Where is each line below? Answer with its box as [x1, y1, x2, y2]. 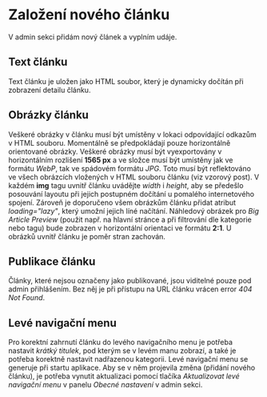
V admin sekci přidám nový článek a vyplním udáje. [8, 32, 177, 42]
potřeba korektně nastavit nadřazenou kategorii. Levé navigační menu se [8, 355, 249, 364]
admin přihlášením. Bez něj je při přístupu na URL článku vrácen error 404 [8, 284, 253, 294]
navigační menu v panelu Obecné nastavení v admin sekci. [8, 380, 203, 390]
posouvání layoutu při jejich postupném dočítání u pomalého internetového [8, 189, 254, 198]
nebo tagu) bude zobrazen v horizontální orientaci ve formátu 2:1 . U [8, 223, 232, 233]
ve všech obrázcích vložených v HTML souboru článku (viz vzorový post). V [8, 172, 260, 182]
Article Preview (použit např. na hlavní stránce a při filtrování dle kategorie [8, 215, 252, 224]
